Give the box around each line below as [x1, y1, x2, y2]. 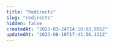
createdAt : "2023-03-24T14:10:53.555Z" [6, 26, 108, 32]
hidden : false [6, 20, 43, 26]
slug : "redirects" [6, 15, 53, 21]
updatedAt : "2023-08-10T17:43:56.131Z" [6, 32, 108, 38]
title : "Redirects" [6, 9, 56, 15]
